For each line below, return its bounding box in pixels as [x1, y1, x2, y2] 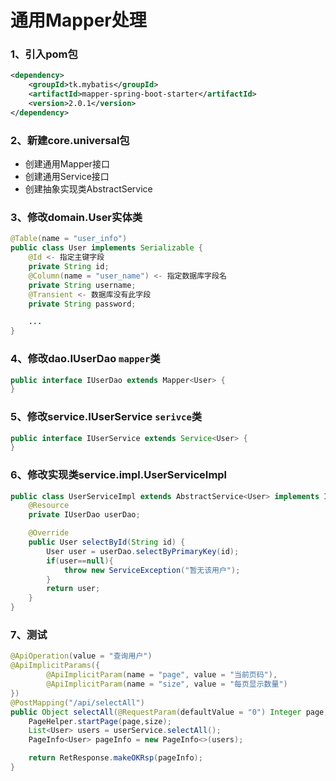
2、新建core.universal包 [10, 133, 130, 147]
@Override [28, 528, 70, 538]
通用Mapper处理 [10, 9, 147, 32]
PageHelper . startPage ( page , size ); [28, 716, 172, 726]
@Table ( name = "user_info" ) [10, 234, 128, 244]
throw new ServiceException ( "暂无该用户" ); [63, 565, 241, 575]
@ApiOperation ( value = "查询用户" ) [10, 651, 153, 661]
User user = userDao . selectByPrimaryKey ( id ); [46, 546, 240, 556]
